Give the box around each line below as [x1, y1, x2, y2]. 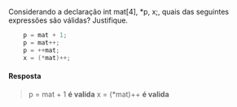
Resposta [8, 71, 42, 81]
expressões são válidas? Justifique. [8, 15, 129, 25]
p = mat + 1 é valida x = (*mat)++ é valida [28, 89, 169, 99]
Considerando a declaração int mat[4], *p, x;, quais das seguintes [8, 7, 230, 16]
